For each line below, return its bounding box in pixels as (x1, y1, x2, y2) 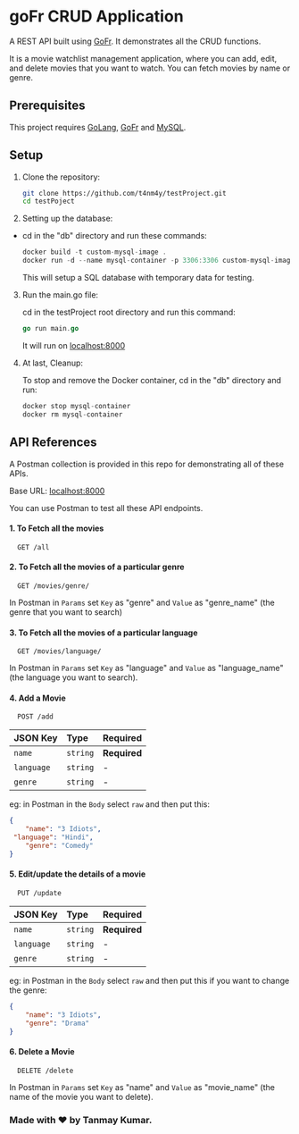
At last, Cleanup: (21, 357, 83, 368)
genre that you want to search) (9, 606, 123, 617)
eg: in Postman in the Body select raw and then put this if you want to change (9, 975, 290, 986)
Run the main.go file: (21, 290, 99, 300)
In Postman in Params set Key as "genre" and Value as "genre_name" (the (9, 597, 275, 608)
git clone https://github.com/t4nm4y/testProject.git (21, 189, 227, 197)
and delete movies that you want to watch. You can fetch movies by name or (9, 63, 291, 73)
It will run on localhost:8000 (21, 340, 126, 350)
